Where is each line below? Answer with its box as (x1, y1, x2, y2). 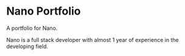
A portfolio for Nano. (6, 24, 58, 32)
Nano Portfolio (6, 4, 81, 18)
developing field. (6, 43, 49, 50)
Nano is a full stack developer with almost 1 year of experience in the (6, 36, 179, 43)
